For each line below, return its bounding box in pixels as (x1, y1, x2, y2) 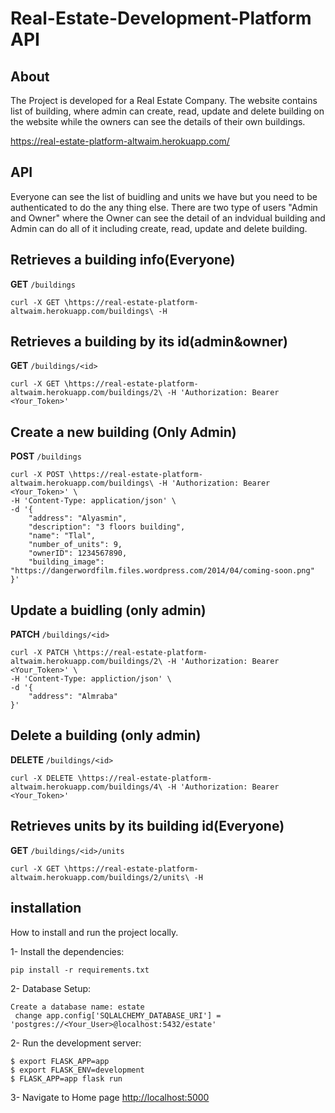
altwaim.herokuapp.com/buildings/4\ (10, 782, 163, 792)
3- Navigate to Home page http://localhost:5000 (10, 1091, 210, 1103)
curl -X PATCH (10, 648, 70, 658)
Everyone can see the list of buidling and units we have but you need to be (10, 190, 318, 202)
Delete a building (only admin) (10, 727, 202, 744)
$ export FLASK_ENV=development (10, 1065, 145, 1075)
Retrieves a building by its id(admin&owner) (10, 333, 289, 351)
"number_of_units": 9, (28, 540, 123, 550)
